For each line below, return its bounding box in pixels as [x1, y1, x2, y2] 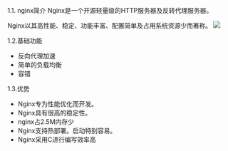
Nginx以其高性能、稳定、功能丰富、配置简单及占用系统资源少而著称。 [7, 21, 212, 30]
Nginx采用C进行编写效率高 [17, 135, 96, 144]
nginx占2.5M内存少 [17, 118, 75, 126]
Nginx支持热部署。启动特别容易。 [17, 127, 117, 135]
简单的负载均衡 [17, 61, 62, 69]
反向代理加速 [17, 52, 56, 60]
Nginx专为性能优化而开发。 [17, 100, 98, 108]
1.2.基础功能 [7, 36, 43, 45]
